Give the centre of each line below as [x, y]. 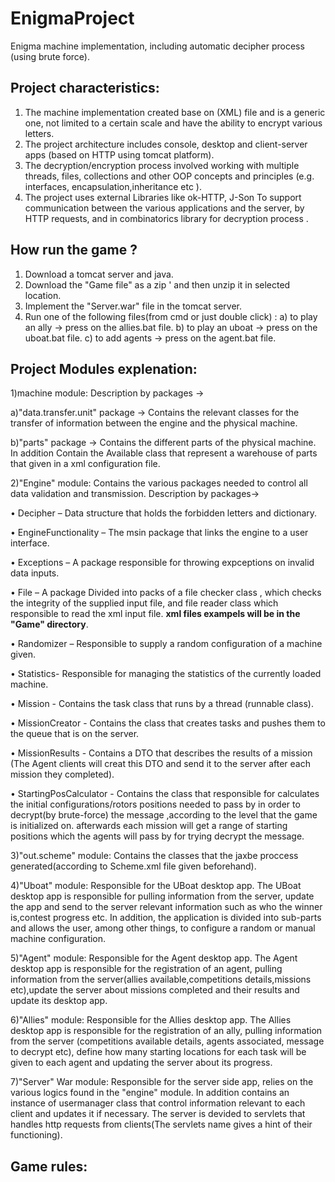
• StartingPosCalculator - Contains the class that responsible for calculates [165, 794]
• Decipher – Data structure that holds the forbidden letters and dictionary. [164, 513]
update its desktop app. [59, 1001]
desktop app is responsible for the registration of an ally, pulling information [166, 1031]
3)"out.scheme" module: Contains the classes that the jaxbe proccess [154, 856]
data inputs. [35, 573]
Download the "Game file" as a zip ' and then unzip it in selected [157, 284]
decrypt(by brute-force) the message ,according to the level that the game [164, 815]
